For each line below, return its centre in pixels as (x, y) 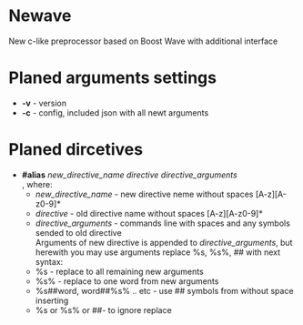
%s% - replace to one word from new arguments (127, 281)
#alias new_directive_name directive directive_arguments (129, 175)
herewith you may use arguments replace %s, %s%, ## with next (158, 252)
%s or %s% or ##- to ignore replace (103, 310)
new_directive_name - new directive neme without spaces (144, 194)
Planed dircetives (76, 150)
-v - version (44, 103)
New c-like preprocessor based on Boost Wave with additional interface (143, 41)
